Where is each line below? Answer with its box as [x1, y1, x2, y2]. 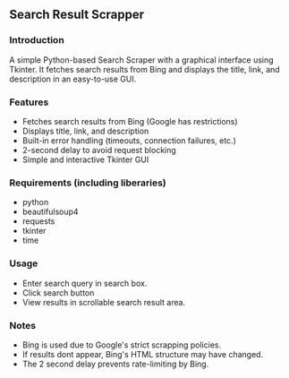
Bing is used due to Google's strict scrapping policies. [21, 339, 222, 350]
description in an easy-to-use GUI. [9, 73, 137, 84]
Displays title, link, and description [21, 125, 149, 136]
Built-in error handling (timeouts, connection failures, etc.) [21, 134, 237, 146]
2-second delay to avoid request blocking [21, 144, 176, 155]
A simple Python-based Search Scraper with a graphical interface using [9, 54, 275, 65]
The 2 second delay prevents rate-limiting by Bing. [21, 358, 209, 369]
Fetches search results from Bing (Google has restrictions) [21, 116, 239, 126]
